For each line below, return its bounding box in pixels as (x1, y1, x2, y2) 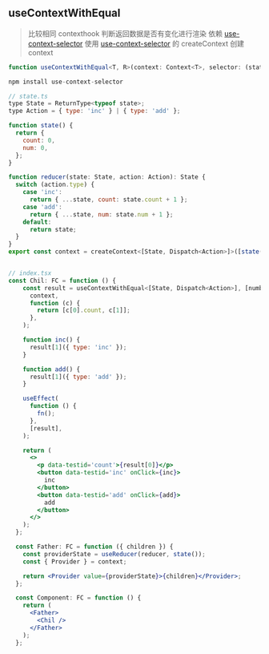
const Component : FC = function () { (15, 594, 142, 602)
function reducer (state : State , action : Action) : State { (8, 173, 206, 181)
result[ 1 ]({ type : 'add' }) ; (29, 373, 127, 381)
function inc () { (22, 336, 81, 344)
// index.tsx (8, 269, 52, 277)
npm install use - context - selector (8, 78, 124, 86)
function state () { (8, 122, 74, 130)
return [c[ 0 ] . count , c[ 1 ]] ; (37, 306, 130, 315)
